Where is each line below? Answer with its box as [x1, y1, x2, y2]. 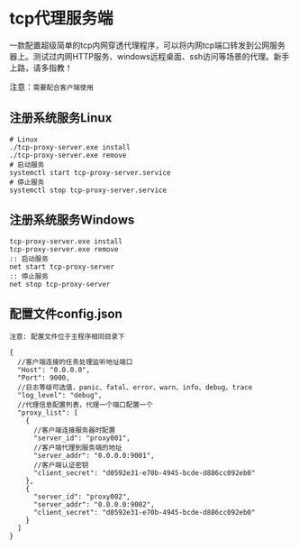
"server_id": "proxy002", [32, 492, 131, 501]
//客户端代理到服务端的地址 [32, 444, 122, 453]
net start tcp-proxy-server [9, 262, 115, 271]
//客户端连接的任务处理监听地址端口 [17, 358, 133, 367]
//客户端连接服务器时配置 [32, 425, 116, 435]
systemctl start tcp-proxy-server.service [9, 168, 171, 177]
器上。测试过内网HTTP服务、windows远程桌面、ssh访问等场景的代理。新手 [9, 50, 290, 61]
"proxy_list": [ [17, 408, 78, 417]
